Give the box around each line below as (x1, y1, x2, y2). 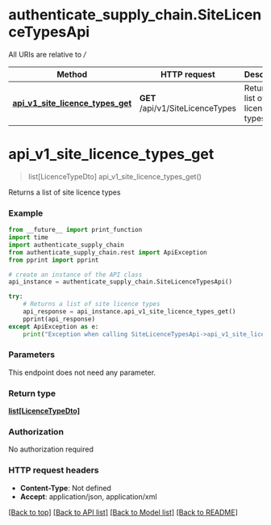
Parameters (8, 349, 55, 360)
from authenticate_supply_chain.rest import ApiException (8, 248, 207, 256)
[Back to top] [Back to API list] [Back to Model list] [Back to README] (8, 507, 238, 517)
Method (56, 69, 88, 80)
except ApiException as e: (8, 322, 99, 330)
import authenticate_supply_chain (8, 241, 125, 249)
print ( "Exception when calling (23, 330, 128, 338)
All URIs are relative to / (8, 49, 86, 59)
